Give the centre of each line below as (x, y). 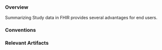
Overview (17, 7)
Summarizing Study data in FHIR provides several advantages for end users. (81, 18)
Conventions (21, 30)
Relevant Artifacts (27, 43)
